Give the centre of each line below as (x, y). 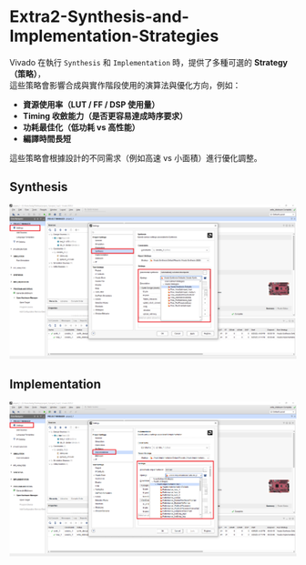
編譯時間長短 (46, 138)
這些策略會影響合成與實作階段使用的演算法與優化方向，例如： (125, 85)
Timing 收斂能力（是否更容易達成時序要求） (105, 116)
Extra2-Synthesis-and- (99, 17)
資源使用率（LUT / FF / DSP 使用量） (91, 104)
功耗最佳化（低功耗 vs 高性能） (81, 127)
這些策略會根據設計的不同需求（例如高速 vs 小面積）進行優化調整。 (136, 157)
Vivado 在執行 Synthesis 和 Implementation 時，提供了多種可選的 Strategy (149, 62)
